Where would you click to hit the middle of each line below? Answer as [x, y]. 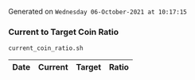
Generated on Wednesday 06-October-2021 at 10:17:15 [97, 11]
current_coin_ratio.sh [46, 48]
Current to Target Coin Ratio [64, 32]
